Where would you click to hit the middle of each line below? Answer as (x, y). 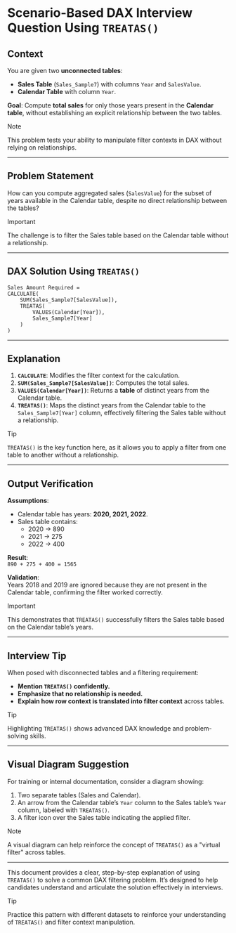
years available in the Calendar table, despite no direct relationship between (117, 200)
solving (18, 736)
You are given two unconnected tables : (65, 71)
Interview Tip (37, 656)
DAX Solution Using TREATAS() (73, 272)
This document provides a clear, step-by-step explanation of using (104, 872)
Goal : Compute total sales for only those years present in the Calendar (111, 105)
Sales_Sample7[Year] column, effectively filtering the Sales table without (122, 413)
